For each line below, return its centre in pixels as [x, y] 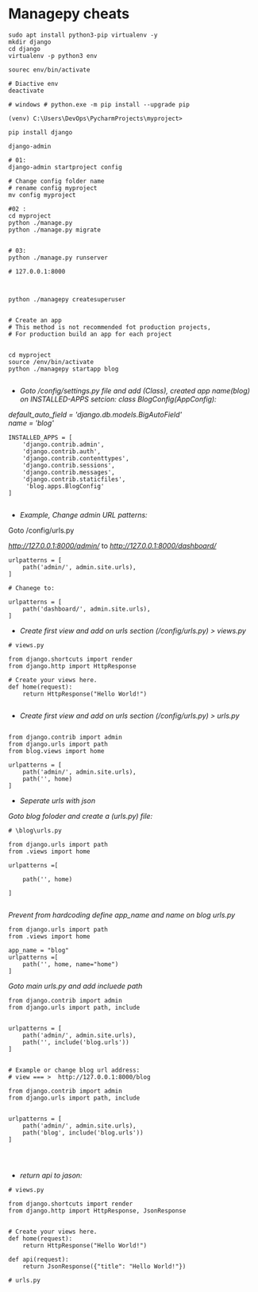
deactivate [26, 91]
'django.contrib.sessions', [69, 465]
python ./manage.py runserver [58, 258]
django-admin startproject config [65, 167]
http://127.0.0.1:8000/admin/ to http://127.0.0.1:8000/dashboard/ [112, 545]
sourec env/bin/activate [49, 70]
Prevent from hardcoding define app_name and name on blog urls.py [122, 914]
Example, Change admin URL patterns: [84, 514]
